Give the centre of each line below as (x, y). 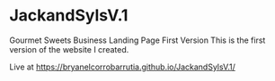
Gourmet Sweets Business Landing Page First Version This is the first (137, 40)
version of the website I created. (69, 49)
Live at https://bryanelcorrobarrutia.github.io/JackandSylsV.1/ (123, 67)
